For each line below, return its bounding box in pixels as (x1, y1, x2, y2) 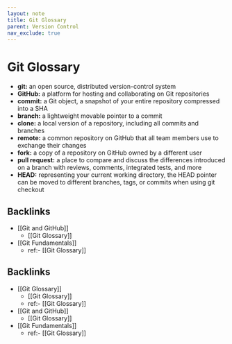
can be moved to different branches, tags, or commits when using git (17, 178, 215, 187)
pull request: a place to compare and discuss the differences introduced (17, 156, 226, 164)
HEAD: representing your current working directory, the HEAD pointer (17, 171, 217, 179)
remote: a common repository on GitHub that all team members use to (17, 134, 219, 142)
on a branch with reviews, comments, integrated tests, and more (17, 164, 202, 172)
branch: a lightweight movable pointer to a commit (17, 112, 163, 120)
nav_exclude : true (7, 29, 60, 37)
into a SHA (17, 105, 49, 113)
